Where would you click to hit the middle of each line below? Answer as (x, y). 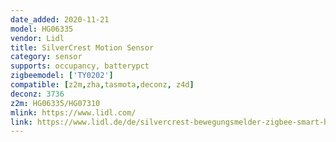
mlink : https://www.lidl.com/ (73, 112)
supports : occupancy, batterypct (80, 66)
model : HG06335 (42, 29)
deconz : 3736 (37, 94)
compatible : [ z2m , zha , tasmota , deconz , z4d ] (102, 85)
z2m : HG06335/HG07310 (55, 103)
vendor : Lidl (37, 38)
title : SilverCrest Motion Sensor (82, 47)
